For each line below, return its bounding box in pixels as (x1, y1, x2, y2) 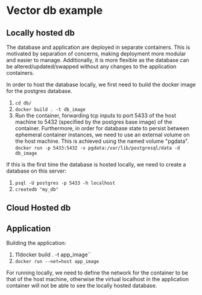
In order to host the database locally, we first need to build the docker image (6, 81, 196, 88)
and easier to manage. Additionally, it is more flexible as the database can (6, 57, 189, 63)
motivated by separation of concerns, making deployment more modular (6, 50, 186, 57)
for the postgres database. (6, 87, 72, 94)
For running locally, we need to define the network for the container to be (6, 269, 189, 276)
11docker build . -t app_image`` (14, 251, 92, 258)
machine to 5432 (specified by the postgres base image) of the (14, 118, 172, 125)
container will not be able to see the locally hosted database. (6, 282, 157, 290)
